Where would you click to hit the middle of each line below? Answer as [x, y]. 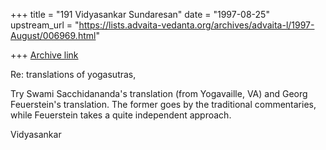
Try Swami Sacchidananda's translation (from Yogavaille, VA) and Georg [159, 93]
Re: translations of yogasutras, [73, 74]
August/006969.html [53, 35]
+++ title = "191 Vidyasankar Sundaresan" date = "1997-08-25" [140, 14]
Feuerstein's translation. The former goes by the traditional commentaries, [163, 104]
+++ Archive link [44, 55]
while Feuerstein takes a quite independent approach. [121, 115]
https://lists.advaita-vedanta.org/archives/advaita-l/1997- [196, 25]
